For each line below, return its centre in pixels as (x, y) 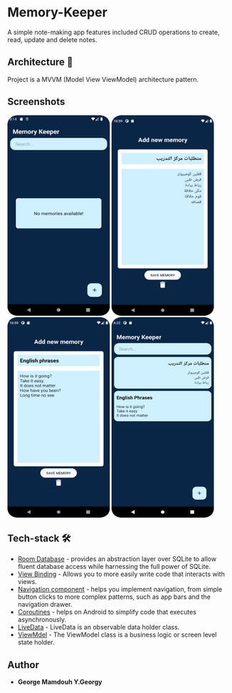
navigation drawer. (45, 605)
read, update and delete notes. (52, 39)
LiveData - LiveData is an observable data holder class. (99, 627)
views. (27, 582)
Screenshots (36, 102)
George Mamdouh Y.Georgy (60, 682)
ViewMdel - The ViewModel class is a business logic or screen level (117, 635)
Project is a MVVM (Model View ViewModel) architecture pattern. (103, 79)
